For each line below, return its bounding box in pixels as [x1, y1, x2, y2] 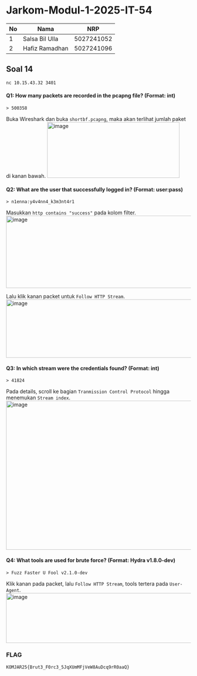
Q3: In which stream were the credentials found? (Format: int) [6, 365, 159, 372]
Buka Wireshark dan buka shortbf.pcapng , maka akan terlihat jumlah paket [6, 115, 186, 122]
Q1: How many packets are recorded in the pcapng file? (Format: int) [6, 92, 176, 99]
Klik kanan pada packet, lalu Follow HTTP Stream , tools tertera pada [6, 580, 168, 587]
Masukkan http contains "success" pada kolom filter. [6, 209, 137, 216]
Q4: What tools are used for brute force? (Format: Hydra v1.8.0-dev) [6, 556, 176, 564]
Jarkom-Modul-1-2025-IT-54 [6, 4, 152, 17]
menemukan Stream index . [6, 394, 71, 401]
